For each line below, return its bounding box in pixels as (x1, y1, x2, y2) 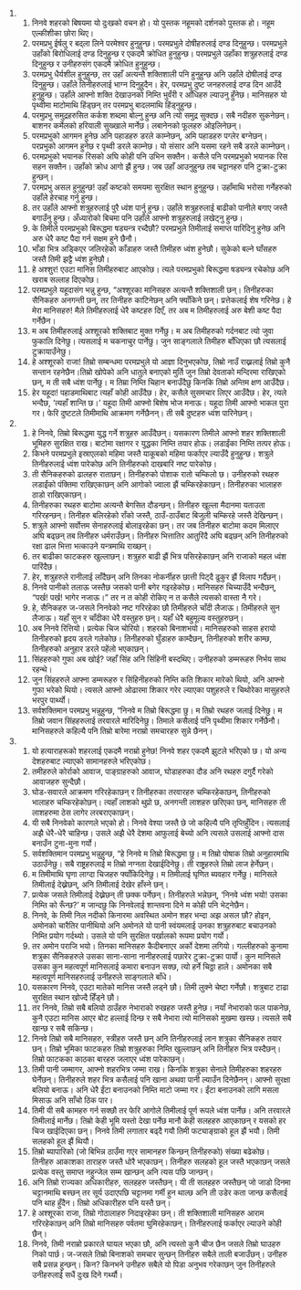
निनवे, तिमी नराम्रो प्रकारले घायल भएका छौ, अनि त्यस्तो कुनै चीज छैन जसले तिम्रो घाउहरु (31, 1239, 281, 1249)
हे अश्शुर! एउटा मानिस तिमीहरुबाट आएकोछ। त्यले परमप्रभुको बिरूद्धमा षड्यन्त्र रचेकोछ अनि (31, 264, 290, 275)
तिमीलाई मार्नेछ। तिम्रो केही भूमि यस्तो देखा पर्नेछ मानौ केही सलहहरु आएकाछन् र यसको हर (31, 1116, 286, 1126)
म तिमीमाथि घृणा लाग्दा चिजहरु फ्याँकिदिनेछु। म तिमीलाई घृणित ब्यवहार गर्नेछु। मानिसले (31, 869, 278, 879)
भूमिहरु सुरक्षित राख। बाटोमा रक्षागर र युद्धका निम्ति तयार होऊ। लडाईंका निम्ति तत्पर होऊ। (31, 438, 292, 448)
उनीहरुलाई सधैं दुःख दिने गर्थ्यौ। (31, 1269, 123, 1280)
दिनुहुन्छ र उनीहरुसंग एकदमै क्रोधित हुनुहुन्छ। (31, 58, 161, 69)
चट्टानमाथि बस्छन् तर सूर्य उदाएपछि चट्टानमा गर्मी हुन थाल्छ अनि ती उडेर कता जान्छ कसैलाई (31, 1187, 288, 1198)
